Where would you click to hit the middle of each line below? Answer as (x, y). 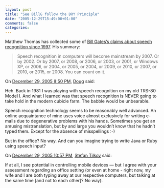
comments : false (22, 23)
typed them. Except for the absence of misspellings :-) (60, 131)
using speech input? (25, 146)
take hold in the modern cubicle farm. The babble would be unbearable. (78, 101)
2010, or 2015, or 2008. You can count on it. (61, 72)
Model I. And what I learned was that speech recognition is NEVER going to (81, 96)
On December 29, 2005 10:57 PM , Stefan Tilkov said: (59, 156)
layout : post (18, 10)
